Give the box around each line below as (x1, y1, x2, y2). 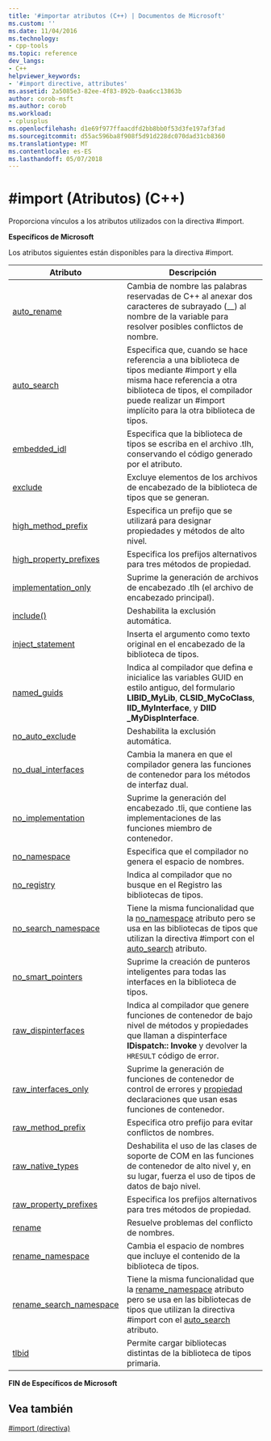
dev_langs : (8, 57, 45, 66)
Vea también (8, 1401, 73, 1416)
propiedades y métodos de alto (126, 525, 245, 536)
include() (12, 610, 47, 621)
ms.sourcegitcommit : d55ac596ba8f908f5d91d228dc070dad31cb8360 (8, 132, 226, 140)
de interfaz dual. (126, 779, 189, 790)
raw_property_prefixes (12, 1199, 98, 1210)
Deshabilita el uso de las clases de (126, 1140, 257, 1151)
